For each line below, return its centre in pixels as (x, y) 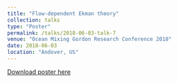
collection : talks (34, 20)
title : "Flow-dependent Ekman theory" (63, 13)
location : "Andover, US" (43, 53)
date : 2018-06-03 (32, 46)
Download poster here (39, 72)
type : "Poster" (29, 26)
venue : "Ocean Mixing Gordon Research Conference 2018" (89, 39)
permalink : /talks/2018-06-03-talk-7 (62, 33)
